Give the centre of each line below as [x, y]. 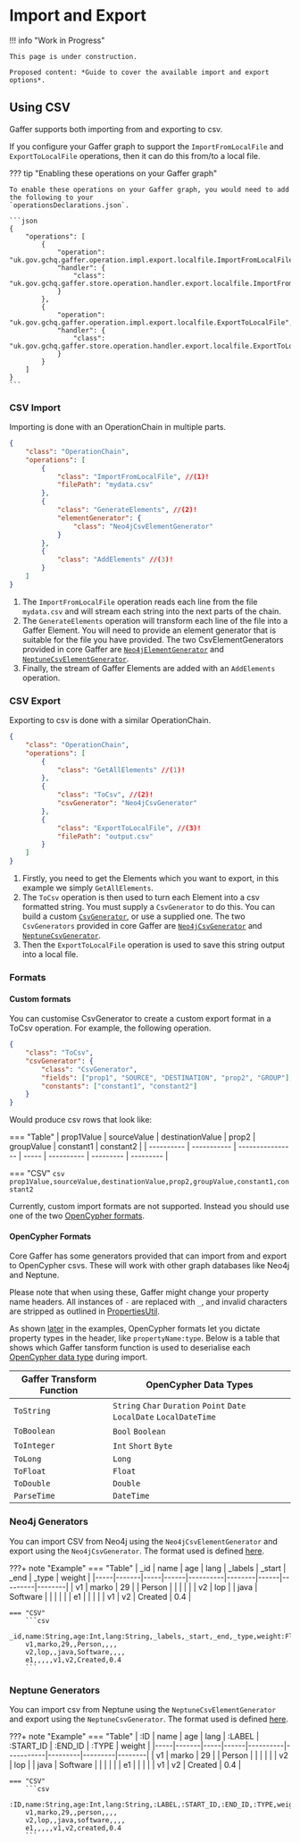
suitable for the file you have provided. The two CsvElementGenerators [153, 639]
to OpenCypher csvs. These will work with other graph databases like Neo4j [150, 1266]
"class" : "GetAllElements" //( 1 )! [121, 770]
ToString [32, 1411]
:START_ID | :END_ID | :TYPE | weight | [80, 1746]
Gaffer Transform [59, 1379]
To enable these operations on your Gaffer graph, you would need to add [150, 189]
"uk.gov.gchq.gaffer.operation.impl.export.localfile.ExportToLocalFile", [151, 323]
